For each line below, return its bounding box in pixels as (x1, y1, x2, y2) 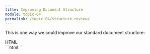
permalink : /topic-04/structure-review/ (5, 16, 90, 21)
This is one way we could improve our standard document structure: (5, 30, 145, 36)
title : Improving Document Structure (5, 7, 83, 12)
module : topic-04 (5, 12, 41, 17)
